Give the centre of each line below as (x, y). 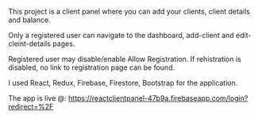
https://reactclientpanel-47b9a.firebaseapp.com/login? (158, 98)
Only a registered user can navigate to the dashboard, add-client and (121, 35)
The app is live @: (38, 98)
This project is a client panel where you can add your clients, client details (129, 12)
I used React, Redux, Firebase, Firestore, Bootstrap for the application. (123, 83)
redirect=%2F (31, 107)
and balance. (29, 20)
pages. (64, 44)
